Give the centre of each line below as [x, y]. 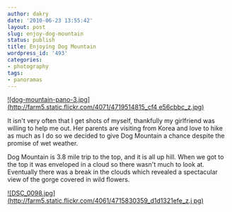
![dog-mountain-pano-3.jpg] [49, 100]
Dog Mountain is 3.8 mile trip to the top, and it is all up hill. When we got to [116, 157]
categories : [25, 60]
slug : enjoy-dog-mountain [45, 34]
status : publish [31, 40]
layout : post [27, 27]
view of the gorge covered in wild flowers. [69, 179]
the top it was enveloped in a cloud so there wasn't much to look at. [106, 165]
